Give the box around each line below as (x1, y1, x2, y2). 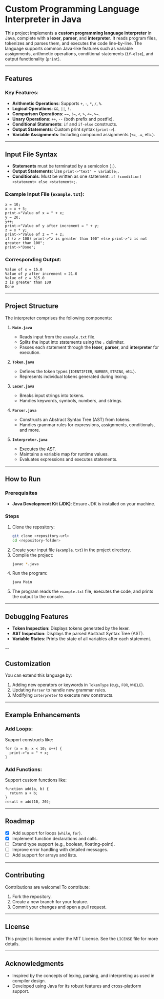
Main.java (12, 325, 33, 330)
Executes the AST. (19, 446, 57, 452)
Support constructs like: (5, 736, 54, 743)
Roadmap (5, 817, 35, 826)
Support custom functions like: (5, 777, 67, 783)
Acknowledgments (5, 959, 64, 968)
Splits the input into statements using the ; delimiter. (19, 339, 125, 345)
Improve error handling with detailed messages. (12, 846, 108, 853)
